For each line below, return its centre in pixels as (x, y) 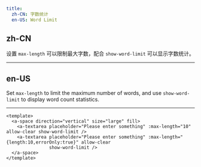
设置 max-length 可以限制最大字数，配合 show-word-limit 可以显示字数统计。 (100, 53)
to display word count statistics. (60, 100)
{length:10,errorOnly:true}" (42, 142)
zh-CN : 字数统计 (30, 14)
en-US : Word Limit (35, 20)
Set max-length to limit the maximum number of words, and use (84, 93)
